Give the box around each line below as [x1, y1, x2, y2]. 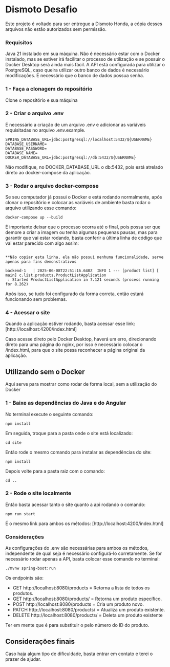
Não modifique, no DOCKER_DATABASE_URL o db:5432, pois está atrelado [5, 164, 163, 170]
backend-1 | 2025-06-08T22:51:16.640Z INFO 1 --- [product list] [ [5, 268, 159, 274]
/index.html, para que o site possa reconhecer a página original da [5, 347, 145, 353]
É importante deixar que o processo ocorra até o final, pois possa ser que [5, 224, 161, 230]
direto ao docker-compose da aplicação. [5, 169, 91, 175]
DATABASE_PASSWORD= [5, 146, 47, 151]
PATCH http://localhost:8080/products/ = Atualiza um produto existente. [12, 607, 165, 613]
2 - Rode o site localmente [5, 490, 72, 497]
